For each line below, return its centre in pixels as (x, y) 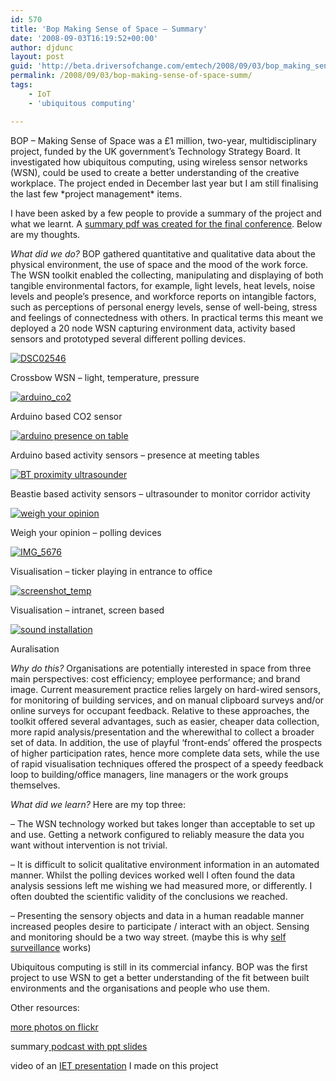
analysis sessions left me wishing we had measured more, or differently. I (161, 885)
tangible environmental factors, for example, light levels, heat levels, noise (163, 285)
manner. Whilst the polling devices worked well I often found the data (153, 875)
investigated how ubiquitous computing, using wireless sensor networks (159, 162)
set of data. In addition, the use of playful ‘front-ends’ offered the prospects (166, 742)
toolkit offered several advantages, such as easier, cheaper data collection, (165, 721)
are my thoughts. (45, 234)
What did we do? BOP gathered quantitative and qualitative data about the (163, 253)
